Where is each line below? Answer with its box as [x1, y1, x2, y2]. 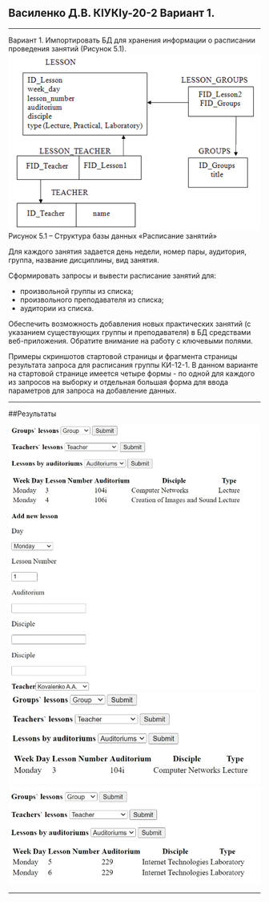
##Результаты [8, 409, 57, 418]
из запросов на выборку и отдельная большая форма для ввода [8, 378, 229, 387]
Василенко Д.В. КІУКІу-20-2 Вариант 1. [8, 6, 215, 20]
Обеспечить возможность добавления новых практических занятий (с [8, 319, 251, 329]
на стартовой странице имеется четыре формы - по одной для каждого [8, 369, 255, 378]
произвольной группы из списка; [19, 287, 134, 296]
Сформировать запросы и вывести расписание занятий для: [8, 271, 216, 280]
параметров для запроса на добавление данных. [8, 386, 178, 396]
